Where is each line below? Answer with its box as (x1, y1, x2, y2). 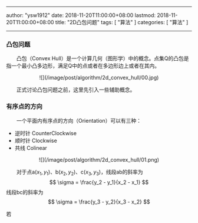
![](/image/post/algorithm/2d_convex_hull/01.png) (38, 156, 160, 163)
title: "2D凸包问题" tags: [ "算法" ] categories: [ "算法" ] (55, 19, 189, 25)
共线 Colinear (14, 144, 47, 151)
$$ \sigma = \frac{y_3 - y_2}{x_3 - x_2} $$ (48, 198, 150, 205)
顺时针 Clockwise (14, 137, 57, 144)
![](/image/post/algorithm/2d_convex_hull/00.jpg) (39, 74, 159, 81)
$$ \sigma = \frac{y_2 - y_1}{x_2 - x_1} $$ (49, 179, 149, 186)
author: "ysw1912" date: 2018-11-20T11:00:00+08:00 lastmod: (6, 12, 156, 18)
